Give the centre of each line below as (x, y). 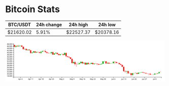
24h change (49, 25)
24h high (78, 25)
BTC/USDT (20, 25)
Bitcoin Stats (33, 9)
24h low (107, 25)
